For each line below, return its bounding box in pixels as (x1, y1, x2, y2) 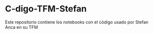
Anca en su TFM (5, 24, 38, 30)
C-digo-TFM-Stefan (5, 3, 87, 14)
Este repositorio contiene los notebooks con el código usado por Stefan (5, 19, 149, 25)
